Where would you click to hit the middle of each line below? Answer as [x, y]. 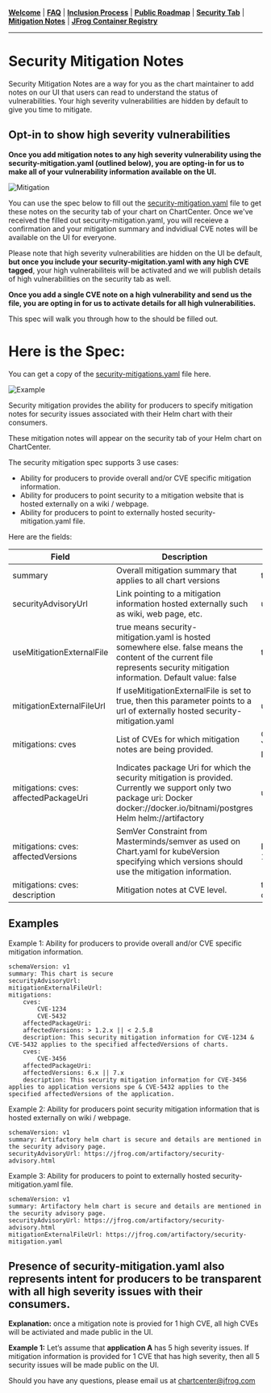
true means [138, 627]
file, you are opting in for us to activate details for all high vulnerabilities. [132, 303]
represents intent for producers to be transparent [135, 1279]
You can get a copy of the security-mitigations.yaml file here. [110, 374]
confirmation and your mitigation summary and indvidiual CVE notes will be [133, 229]
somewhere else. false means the [179, 647]
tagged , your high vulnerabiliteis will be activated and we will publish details [135, 270]
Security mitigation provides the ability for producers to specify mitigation [131, 405]
